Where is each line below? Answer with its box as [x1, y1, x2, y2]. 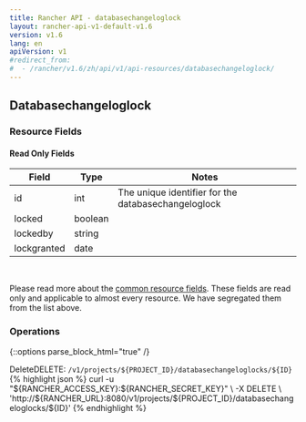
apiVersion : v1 [9, 47, 67, 57]
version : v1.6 [9, 30, 64, 39]
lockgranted [14, 242, 66, 255]
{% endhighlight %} [72, 402, 148, 413]
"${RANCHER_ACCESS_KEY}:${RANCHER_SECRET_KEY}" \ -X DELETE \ [9, 383, 282, 394]
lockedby [14, 227, 54, 240]
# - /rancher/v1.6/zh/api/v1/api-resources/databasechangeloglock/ [9, 65, 275, 74]
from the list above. [9, 303, 82, 314]
